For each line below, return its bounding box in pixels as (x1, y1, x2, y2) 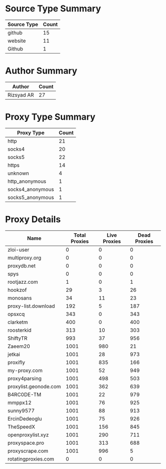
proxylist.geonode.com (7, 383, 61, 390)
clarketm (7, 318, 28, 325)
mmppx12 (7, 399, 32, 406)
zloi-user (7, 246, 30, 253)
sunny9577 (7, 407, 35, 414)
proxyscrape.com (7, 447, 48, 454)
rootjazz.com (7, 278, 38, 285)
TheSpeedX (7, 423, 36, 430)
